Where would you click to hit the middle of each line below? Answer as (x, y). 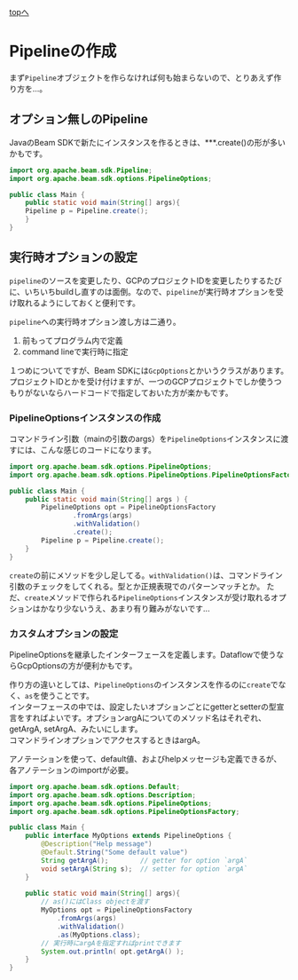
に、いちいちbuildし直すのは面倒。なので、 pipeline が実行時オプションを (143, 291)
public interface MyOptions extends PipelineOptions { (129, 836)
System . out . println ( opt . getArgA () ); (113, 952)
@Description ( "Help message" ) (97, 844)
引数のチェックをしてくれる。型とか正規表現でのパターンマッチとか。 (137, 586)
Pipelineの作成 (63, 51)
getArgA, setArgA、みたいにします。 (76, 729)
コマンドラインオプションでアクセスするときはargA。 (107, 739)
